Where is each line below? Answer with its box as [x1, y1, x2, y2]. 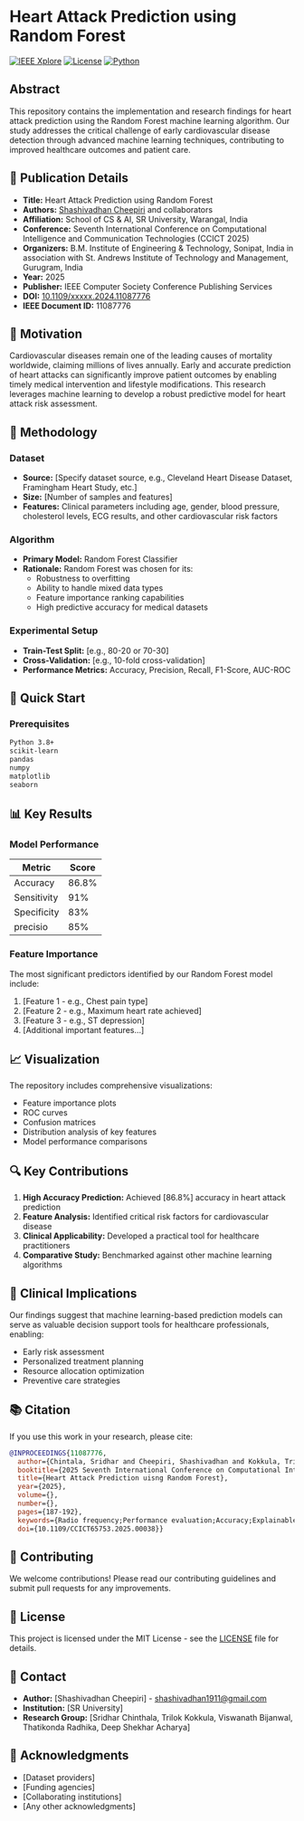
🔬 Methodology [9, 424, 98, 440]
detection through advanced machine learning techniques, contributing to [9, 134, 285, 146]
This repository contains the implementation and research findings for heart [9, 106, 292, 117]
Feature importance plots [22, 1097, 117, 1109]
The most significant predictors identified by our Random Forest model [9, 968, 273, 979]
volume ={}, [17, 1491, 59, 1500]
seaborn [9, 780, 39, 789]
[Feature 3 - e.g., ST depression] [22, 1015, 145, 1026]
